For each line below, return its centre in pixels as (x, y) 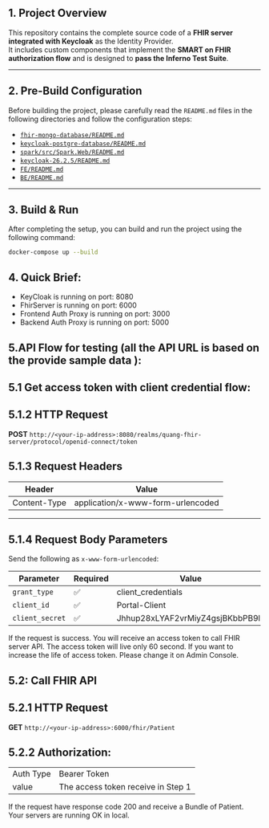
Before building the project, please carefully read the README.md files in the (130, 110)
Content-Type (39, 503)
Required (91, 579)
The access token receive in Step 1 (125, 787)
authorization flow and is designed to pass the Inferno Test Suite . (118, 58)
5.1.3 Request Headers (65, 466)
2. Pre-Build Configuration (75, 91)
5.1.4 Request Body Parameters (88, 539)
